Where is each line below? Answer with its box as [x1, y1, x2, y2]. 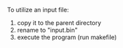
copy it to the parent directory [16, 19, 101, 26]
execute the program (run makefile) [16, 33, 118, 41]
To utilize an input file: [7, 6, 70, 14]
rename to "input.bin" [16, 26, 78, 34]
